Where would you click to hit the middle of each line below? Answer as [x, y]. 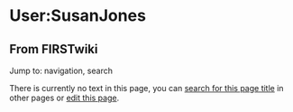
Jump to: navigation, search [61, 70]
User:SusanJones [78, 16]
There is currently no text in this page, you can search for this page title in [146, 88]
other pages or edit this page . [64, 98]
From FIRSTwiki [54, 49]
